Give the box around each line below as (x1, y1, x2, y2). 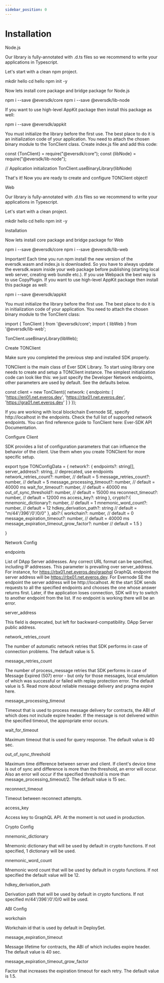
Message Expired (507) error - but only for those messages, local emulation (5, 673, 158, 679)
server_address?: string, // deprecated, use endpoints (5, 468, 114, 474)
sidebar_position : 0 (5, 7, 47, 12)
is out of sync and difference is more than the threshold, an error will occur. (5, 766, 158, 772)
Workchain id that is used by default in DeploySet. (5, 925, 106, 931)
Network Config (5, 539, 38, 545)
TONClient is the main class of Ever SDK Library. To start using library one (5, 364, 154, 370)
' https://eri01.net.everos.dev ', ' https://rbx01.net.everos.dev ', (5, 394, 126, 400)
